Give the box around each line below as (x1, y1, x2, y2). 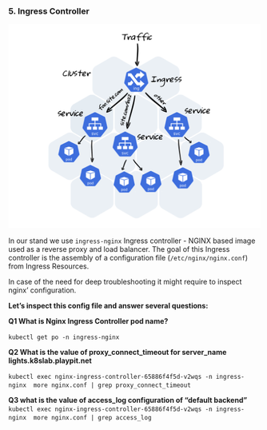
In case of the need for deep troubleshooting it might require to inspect (8, 277, 242, 287)
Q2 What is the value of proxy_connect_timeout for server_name (8, 348, 227, 357)
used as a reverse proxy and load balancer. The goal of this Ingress (8, 245, 230, 254)
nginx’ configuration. (8, 285, 77, 295)
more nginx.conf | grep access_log (33, 414, 152, 422)
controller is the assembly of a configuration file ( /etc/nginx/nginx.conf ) (8, 253, 249, 263)
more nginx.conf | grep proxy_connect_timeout (33, 381, 192, 389)
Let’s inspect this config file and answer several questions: (8, 301, 209, 311)
